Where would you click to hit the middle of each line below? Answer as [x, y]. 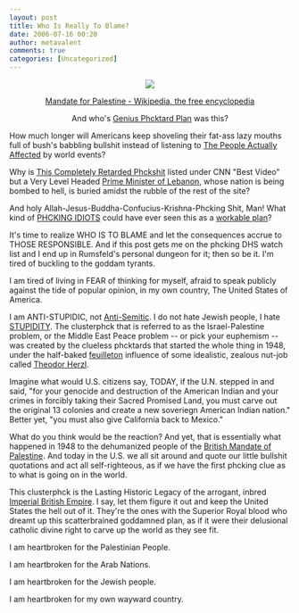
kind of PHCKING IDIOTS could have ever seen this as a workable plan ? [141, 218]
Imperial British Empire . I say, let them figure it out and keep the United [139, 501]
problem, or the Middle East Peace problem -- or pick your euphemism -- [144, 336]
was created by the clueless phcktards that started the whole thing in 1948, [147, 345]
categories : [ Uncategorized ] [63, 59]
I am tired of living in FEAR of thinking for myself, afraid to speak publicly [143, 281]
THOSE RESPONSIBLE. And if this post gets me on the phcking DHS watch [146, 244]
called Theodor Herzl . [49, 364]
